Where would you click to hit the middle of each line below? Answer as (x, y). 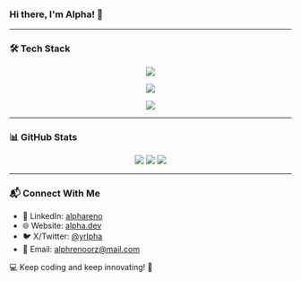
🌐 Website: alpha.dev (62, 226)
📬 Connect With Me (55, 193)
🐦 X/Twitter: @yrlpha (62, 236)
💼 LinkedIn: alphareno (62, 216)
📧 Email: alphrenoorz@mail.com (81, 250)
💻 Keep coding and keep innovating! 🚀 (81, 268)
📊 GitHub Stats (43, 136)
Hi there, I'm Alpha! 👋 (56, 14)
